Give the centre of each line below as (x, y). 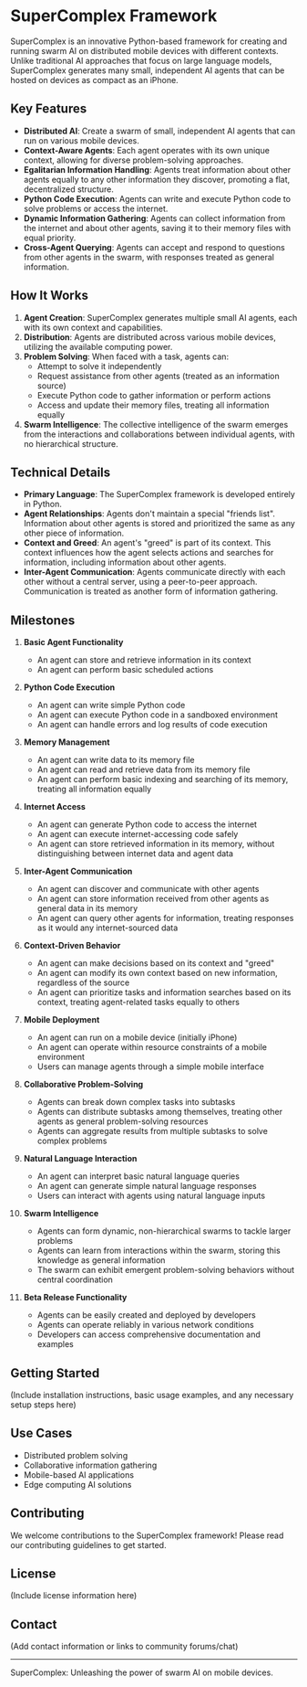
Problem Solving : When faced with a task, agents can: (126, 356)
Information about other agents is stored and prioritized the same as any (159, 524)
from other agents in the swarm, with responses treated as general (149, 257)
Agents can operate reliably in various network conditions (145, 1325)
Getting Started (55, 1373)
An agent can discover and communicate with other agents (148, 889)
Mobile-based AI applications (79, 1475)
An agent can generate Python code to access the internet (147, 824)
